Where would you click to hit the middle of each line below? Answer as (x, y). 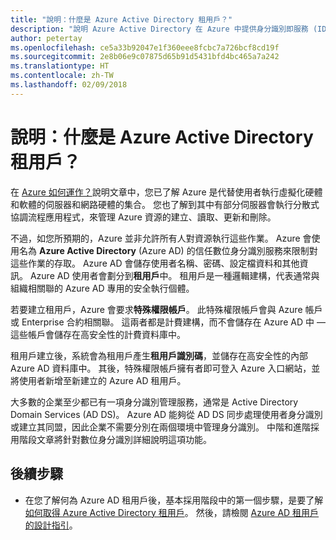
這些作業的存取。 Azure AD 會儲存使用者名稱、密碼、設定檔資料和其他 (155, 263)
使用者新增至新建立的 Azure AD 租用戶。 (102, 380)
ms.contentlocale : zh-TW (62, 76)
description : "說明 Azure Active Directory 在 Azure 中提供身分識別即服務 (159, 29)
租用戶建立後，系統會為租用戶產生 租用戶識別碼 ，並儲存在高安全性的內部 (159, 355)
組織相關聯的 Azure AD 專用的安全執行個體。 (102, 288)
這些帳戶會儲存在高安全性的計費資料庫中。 (98, 334)
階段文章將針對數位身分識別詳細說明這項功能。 (115, 439)
